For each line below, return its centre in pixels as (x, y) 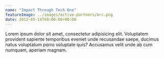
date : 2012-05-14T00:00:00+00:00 (41, 19)
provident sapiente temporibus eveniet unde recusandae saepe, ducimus (82, 39)
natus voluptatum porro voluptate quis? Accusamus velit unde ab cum (79, 45)
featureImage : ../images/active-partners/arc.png (59, 15)
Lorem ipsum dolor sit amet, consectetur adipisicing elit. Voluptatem (77, 34)
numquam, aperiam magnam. (36, 50)
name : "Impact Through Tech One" (41, 10)
